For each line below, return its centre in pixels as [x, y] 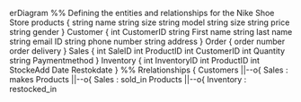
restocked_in [33, 89]
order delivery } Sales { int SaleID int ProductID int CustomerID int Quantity [147, 51]
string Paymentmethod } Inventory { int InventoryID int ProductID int [135, 60]
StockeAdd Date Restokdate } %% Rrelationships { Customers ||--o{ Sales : [149, 70]
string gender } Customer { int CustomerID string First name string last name [151, 32]
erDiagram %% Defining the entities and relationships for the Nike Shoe [142, 13]
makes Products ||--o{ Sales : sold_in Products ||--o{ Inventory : [128, 79]
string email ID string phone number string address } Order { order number [147, 41]
